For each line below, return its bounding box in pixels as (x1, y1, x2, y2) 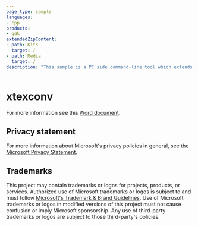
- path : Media (6, 53, 42, 59)
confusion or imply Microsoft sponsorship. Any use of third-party (6, 206, 166, 214)
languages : (6, 14, 33, 20)
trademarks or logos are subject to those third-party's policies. (6, 213, 160, 220)
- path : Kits (6, 42, 39, 48)
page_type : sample (6, 8, 52, 15)
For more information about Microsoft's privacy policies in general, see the (6, 142, 189, 149)
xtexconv (6, 90, 54, 103)
